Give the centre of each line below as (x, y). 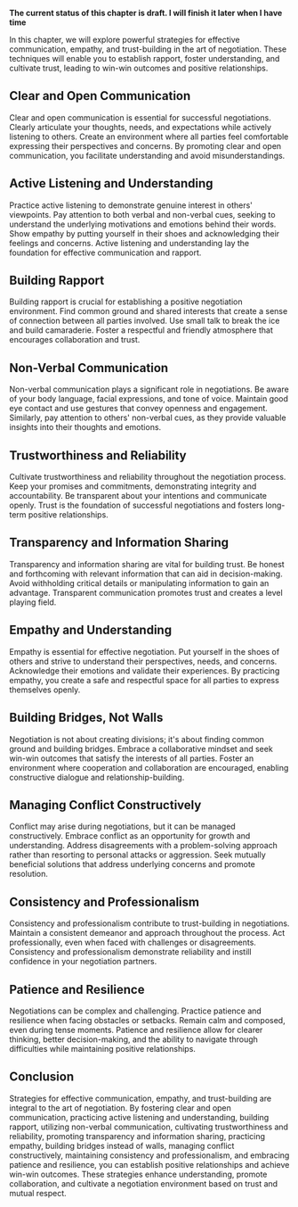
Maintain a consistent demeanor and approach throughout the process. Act (147, 933)
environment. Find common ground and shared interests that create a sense (149, 311)
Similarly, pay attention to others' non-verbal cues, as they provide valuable (148, 417)
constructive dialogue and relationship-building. (97, 777)
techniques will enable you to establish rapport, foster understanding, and (145, 58)
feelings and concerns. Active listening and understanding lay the (129, 243)
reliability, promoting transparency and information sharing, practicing (137, 1136)
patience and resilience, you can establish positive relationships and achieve (149, 1164)
